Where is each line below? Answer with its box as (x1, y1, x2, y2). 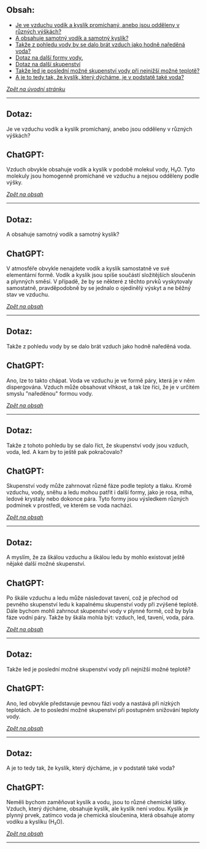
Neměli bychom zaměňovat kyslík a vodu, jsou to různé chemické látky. (6, 799, 187, 806)
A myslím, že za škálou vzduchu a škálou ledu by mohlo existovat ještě (6, 554, 185, 561)
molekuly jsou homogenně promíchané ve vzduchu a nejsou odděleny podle (6, 172, 199, 180)
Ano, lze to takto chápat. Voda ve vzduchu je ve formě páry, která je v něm (6, 377, 195, 384)
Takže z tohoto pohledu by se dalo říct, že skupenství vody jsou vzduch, (6, 442, 189, 449)
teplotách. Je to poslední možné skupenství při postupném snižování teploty (6, 706, 199, 713)
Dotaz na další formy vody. (15, 53, 83, 61)
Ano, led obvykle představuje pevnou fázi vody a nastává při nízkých (6, 700, 180, 707)
